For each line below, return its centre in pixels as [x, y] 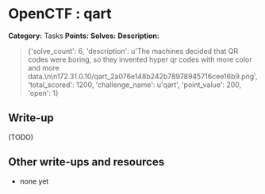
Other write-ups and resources [86, 162]
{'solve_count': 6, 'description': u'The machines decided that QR [133, 51]
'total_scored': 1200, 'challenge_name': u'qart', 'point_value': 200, [134, 85]
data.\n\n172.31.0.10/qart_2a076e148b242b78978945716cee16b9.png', [142, 76]
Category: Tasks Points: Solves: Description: [84, 36]
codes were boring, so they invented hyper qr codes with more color [140, 59]
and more [43, 67]
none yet [34, 181]
